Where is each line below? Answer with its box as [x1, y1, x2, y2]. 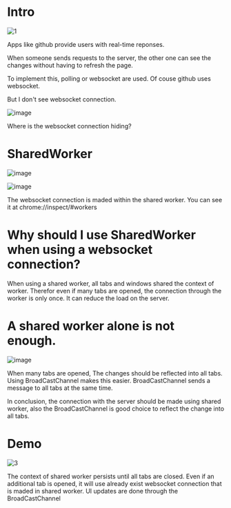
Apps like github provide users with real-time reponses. [7, 40, 165, 48]
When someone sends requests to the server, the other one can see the [7, 53, 212, 62]
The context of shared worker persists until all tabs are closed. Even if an [7, 472, 215, 480]
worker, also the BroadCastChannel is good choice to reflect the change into [7, 404, 225, 413]
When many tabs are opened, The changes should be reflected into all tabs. [7, 369, 223, 377]
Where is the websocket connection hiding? [7, 121, 132, 130]
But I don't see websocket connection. [7, 95, 117, 104]
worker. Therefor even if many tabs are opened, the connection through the [7, 286, 222, 295]
